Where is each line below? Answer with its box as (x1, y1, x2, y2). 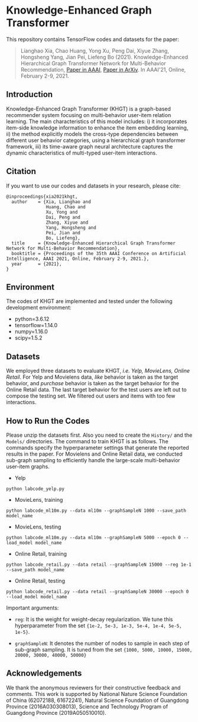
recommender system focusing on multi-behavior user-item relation (6, 111, 171, 118)
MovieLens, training (14, 497, 63, 503)
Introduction (6, 89, 53, 99)
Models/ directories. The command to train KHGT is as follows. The (6, 438, 168, 444)
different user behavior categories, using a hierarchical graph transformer (6, 137, 186, 144)
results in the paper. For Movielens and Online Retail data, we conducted (6, 450, 183, 457)
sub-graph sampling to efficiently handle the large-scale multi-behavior (6, 457, 180, 463)
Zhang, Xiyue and (46, 220, 89, 225)
